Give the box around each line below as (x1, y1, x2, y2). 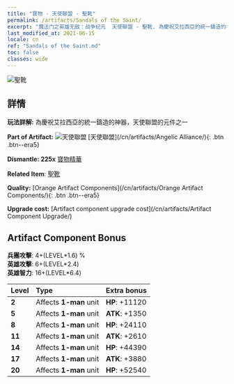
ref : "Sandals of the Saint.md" (7, 43, 101, 49)
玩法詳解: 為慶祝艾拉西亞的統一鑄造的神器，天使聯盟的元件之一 (7, 118, 188, 126)
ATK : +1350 (105, 309, 147, 318)
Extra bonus (105, 286, 148, 295)
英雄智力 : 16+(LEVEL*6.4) (7, 269, 81, 277)
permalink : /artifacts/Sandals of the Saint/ (7, 17, 141, 24)
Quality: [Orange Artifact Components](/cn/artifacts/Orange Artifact (7, 183, 203, 192)
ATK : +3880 (105, 354, 147, 364)
